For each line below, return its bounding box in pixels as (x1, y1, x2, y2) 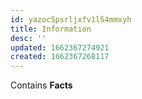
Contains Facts (10, 79, 73, 91)
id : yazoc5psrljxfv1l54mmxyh (10, 14, 132, 25)
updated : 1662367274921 (10, 42, 110, 53)
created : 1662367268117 (10, 52, 110, 62)
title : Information (10, 24, 92, 34)
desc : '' (10, 33, 47, 43)
